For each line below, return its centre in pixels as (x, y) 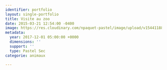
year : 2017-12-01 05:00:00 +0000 (44, 37)
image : (12, 28)
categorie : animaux (25, 55)
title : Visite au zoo (28, 19)
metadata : (15, 33)
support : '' (22, 46)
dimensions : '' (25, 42)
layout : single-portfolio (32, 14)
